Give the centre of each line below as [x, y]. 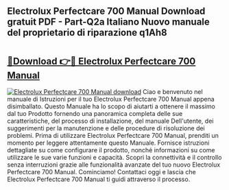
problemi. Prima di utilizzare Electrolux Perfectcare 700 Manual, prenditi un [113, 135]
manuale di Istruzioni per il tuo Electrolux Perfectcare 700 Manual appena [111, 99]
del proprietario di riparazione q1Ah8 [87, 33]
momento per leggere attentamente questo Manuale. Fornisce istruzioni [108, 143]
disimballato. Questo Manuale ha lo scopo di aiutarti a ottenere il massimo [111, 106]
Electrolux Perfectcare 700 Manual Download [106, 11]
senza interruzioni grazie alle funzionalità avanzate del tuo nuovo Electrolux [114, 165]
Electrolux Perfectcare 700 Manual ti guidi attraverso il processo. [99, 179]
